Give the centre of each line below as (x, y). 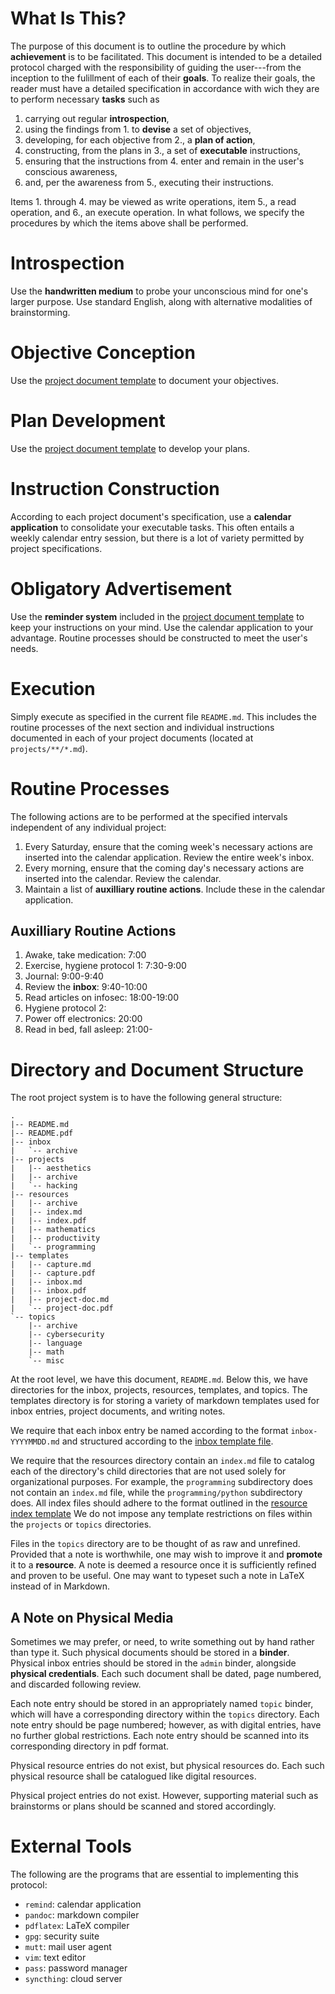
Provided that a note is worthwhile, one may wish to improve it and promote (166, 1554)
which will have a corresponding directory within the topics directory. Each (165, 1714)
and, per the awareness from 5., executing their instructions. (149, 182)
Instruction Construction (115, 488)
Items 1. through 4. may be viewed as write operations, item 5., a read (153, 201)
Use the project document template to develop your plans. (130, 448)
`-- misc (46, 1361)
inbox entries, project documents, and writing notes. (118, 1411)
